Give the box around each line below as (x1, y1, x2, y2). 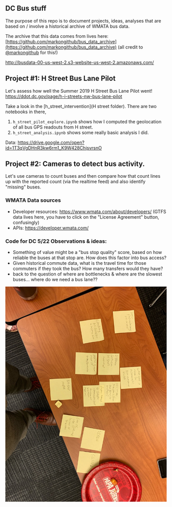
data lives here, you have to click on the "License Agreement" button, (12, 214, 160, 220)
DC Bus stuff (5, 4, 47, 13)
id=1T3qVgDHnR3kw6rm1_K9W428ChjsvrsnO (5, 144, 102, 151)
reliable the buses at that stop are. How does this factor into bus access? (12, 255, 167, 261)
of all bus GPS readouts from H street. (12, 124, 93, 130)
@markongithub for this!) (5, 49, 58, 55)
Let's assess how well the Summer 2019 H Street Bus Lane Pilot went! (5, 88, 153, 94)
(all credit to (117, 44, 143, 50)
